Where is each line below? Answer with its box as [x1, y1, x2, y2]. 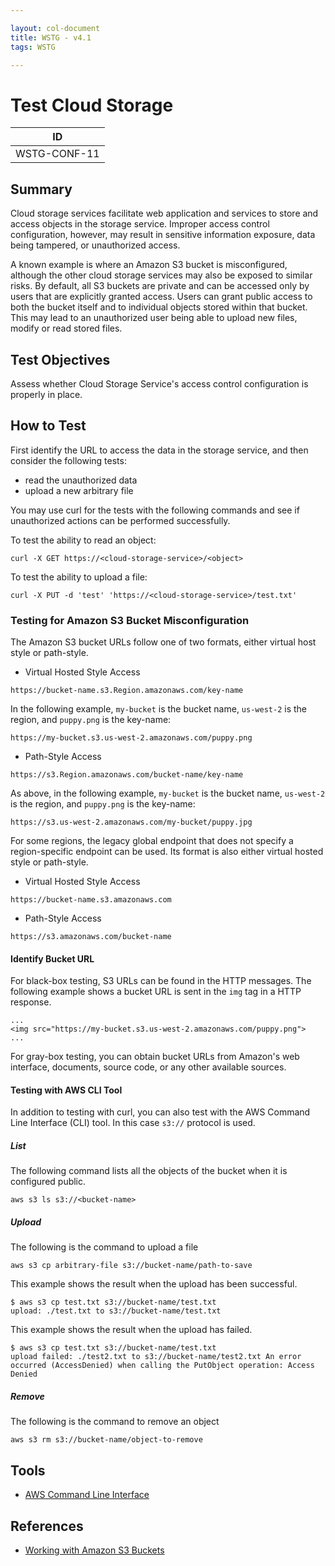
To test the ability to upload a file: [10, 571, 148, 583]
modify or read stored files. [10, 322, 123, 335]
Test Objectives [10, 351, 111, 368]
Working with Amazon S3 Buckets [24, 1544, 165, 1556]
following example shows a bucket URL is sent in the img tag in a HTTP [10, 986, 302, 998]
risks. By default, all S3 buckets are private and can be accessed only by [10, 280, 310, 292]
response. [10, 996, 52, 1008]
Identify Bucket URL [10, 952, 95, 965]
